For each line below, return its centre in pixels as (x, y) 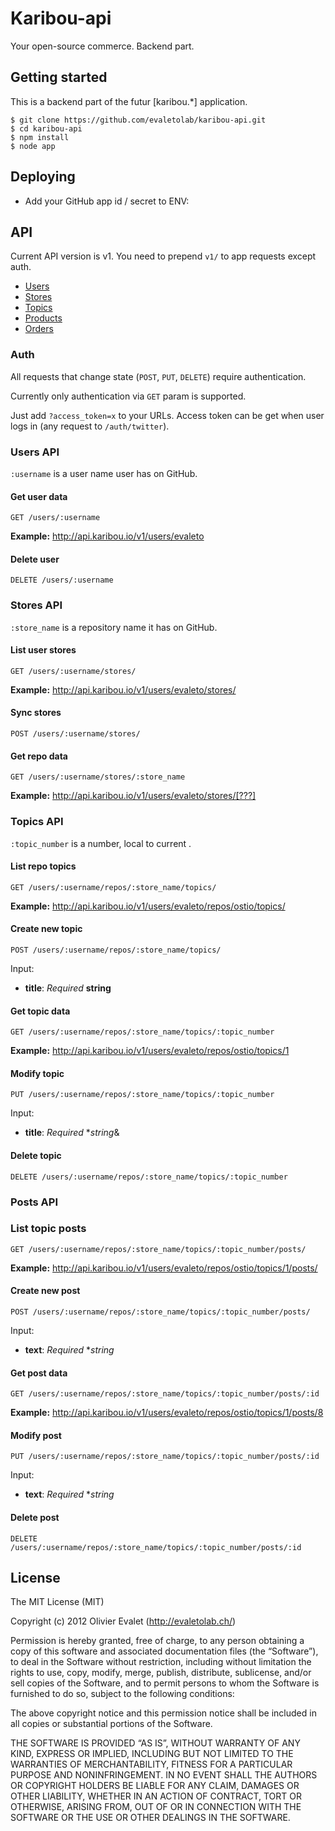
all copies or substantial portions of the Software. (111, 1724)
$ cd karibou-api (46, 128)
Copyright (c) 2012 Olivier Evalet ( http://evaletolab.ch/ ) (123, 1621)
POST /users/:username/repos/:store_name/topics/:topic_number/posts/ (160, 1312)
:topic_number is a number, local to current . (101, 843)
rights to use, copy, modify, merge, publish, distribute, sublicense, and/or (161, 1673)
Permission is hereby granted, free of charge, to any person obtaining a (157, 1641)
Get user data (39, 496)
